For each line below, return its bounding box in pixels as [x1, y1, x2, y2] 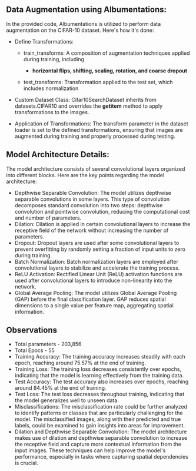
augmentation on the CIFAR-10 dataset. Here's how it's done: [6, 26, 154, 34]
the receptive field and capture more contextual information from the [14, 441, 181, 448]
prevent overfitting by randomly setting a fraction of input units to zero [14, 246, 185, 253]
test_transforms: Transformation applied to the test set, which [23, 78, 173, 85]
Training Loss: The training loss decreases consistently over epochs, [14, 366, 181, 373]
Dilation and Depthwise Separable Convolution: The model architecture [14, 428, 187, 435]
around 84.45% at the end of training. [14, 384, 107, 392]
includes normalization [23, 85, 79, 92]
